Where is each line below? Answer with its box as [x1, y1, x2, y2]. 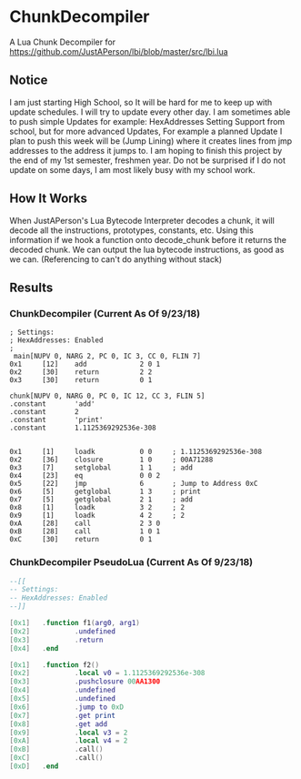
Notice [9, 73, 48, 88]
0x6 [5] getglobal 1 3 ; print [9, 487, 202, 497]
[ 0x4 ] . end [9, 643, 59, 653]
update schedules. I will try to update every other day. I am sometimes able [9, 106, 291, 117]
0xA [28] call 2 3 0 [9, 519, 161, 529]
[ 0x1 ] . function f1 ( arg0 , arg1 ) [9, 619, 141, 628]
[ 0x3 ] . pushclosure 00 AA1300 [9, 677, 161, 686]
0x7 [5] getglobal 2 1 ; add [9, 495, 194, 504]
